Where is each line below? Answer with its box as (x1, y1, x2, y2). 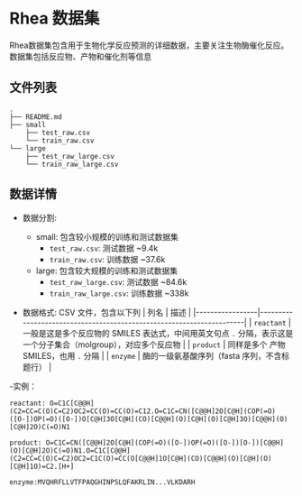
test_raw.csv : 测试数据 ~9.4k (49, 243, 159, 253)
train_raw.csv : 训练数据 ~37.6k (49, 253, 166, 264)
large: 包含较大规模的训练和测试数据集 (35, 265, 178, 276)
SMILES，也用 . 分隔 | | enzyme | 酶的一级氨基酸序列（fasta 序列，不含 (22, 350, 282, 361)
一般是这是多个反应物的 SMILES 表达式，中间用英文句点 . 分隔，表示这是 (22, 327, 294, 338)
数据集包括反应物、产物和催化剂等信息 (9, 51, 151, 61)
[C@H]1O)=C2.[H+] (9, 462, 75, 471)
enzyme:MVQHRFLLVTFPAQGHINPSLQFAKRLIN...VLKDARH (9, 477, 196, 487)
